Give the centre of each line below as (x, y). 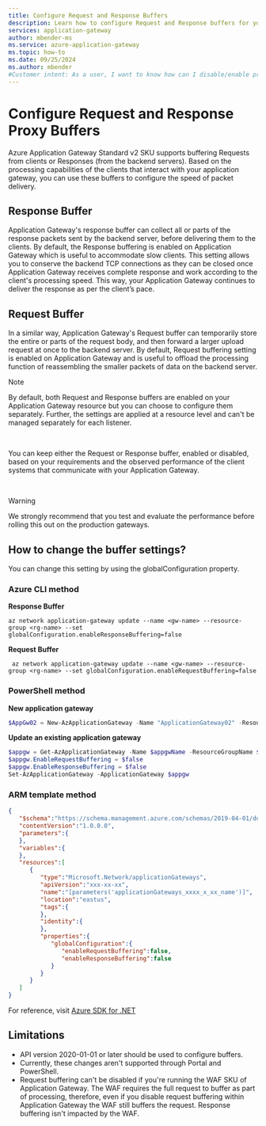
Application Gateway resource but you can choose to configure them (121, 406)
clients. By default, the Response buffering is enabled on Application (120, 247)
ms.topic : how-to (37, 52)
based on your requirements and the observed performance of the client (127, 462)
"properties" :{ (65, 937)
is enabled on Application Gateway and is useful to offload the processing (129, 358)
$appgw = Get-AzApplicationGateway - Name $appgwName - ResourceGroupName (131, 752)
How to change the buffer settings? (97, 550)
